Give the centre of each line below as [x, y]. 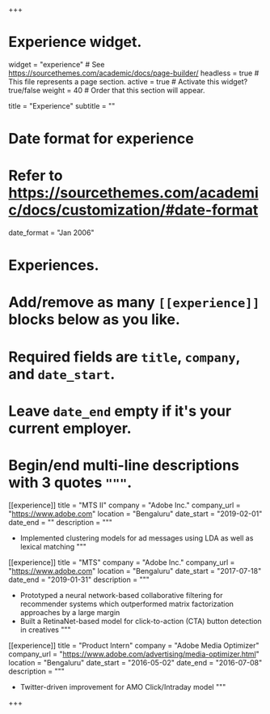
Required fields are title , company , [124, 357]
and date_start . [62, 374]
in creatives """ [45, 630]
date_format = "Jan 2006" [51, 233]
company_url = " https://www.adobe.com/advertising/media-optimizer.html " [134, 654]
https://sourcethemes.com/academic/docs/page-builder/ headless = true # [134, 73]
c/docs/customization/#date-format [133, 210]
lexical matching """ [53, 546]
